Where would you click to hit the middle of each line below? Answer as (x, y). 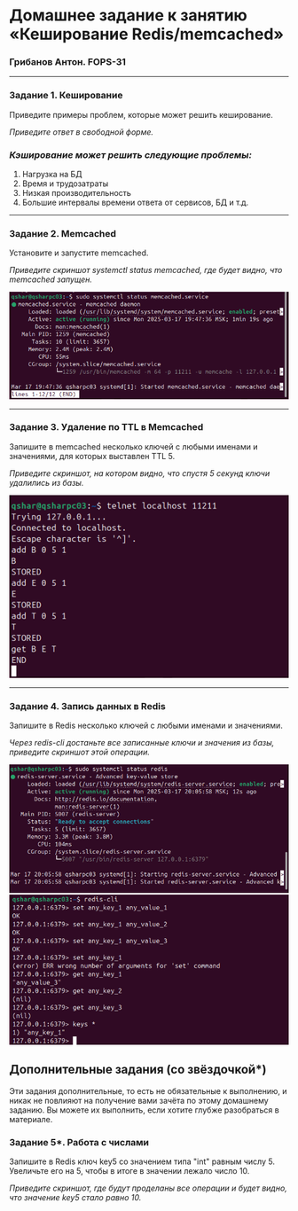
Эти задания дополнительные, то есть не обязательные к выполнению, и (148, 1090)
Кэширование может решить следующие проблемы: (131, 154)
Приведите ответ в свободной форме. (81, 132)
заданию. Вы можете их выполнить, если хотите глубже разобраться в (144, 1110)
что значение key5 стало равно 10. (75, 1198)
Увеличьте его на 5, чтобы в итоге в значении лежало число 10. (129, 1171)
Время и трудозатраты (65, 184)
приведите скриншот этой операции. (80, 752)
